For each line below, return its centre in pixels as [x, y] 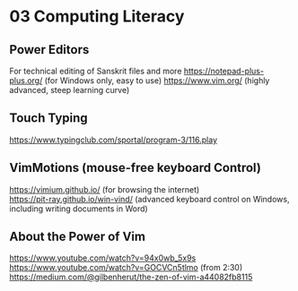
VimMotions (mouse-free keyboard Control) [136, 168]
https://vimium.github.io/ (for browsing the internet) [105, 189]
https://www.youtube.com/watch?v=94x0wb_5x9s [103, 258]
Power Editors [49, 50]
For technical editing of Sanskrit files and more [96, 71]
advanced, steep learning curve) [70, 90]
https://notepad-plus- [224, 71]
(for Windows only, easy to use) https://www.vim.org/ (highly [157, 81]
